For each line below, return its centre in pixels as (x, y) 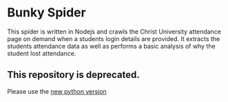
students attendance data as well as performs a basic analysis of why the (111, 46)
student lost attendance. (42, 53)
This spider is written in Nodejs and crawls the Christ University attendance (114, 31)
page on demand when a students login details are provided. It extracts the (114, 38)
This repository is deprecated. (73, 75)
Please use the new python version (57, 91)
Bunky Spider (46, 13)
